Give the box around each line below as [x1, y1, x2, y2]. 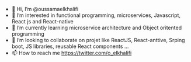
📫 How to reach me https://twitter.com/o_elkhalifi [11, 50, 132, 56]
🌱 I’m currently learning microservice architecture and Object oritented [11, 24, 182, 31]
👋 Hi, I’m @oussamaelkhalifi [11, 6, 79, 12]
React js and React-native [11, 18, 74, 25]
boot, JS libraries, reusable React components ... [11, 43, 129, 50]
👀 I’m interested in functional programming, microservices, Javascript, [11, 12, 181, 19]
